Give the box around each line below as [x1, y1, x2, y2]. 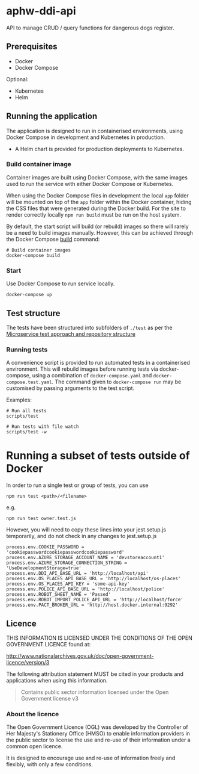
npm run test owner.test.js [6, 516, 77, 522]
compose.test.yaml [6, 379, 52, 386]
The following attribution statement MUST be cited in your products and [6, 670, 184, 678]
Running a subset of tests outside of [6, 449, 190, 463]
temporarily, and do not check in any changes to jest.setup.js [6, 533, 157, 540]
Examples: [6, 396, 32, 404]
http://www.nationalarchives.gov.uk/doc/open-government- [6, 652, 154, 660]
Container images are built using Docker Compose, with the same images [6, 173, 188, 181]
